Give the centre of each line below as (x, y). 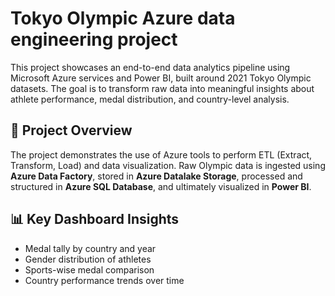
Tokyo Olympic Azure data (123, 18)
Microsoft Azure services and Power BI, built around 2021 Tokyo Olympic (161, 78)
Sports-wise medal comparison (89, 269)
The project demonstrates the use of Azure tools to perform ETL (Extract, (161, 154)
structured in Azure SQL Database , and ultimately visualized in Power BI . (161, 186)
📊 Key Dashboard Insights (95, 219)
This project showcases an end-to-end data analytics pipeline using (150, 67)
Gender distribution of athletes (88, 259)
